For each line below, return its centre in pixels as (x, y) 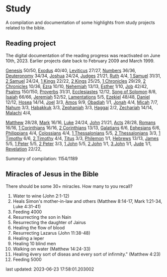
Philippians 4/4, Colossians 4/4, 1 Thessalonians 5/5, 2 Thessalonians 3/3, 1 (83, 133)
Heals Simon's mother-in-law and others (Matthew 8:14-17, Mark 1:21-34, (87, 201)
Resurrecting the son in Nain (42, 217)
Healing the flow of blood (39, 228)
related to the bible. (26, 27)
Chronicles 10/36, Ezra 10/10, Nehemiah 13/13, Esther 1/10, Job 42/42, (77, 86)
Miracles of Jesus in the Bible (52, 174)
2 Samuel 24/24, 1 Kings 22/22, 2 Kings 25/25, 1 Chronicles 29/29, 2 (76, 81)
